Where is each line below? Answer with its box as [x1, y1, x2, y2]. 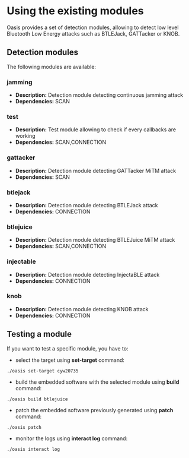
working [15, 132, 36, 140]
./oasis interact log [7, 446, 60, 452]
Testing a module [7, 329, 72, 339]
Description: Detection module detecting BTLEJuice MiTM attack [15, 236, 175, 244]
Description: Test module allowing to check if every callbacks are [15, 126, 177, 133]
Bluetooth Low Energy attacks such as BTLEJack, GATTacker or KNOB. [7, 30, 180, 37]
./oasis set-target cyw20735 [7, 368, 79, 374]
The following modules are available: [7, 63, 97, 70]
